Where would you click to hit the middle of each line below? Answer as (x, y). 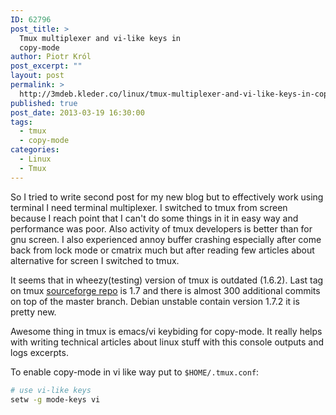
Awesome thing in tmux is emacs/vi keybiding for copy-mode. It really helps (166, 331)
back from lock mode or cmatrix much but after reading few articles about (162, 250)
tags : (21, 122)
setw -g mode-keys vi (55, 399)
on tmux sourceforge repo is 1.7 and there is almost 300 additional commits (165, 290)
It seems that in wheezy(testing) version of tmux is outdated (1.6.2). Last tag (167, 280)
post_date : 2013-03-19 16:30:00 (77, 112)
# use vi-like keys (51, 390)
